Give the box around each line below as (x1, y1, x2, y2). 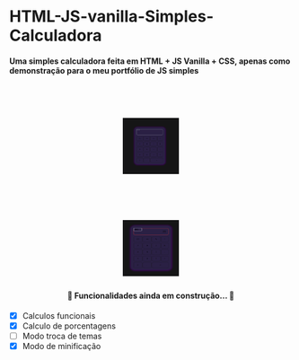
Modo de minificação (22, 340, 101, 351)
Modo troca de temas (22, 330, 102, 341)
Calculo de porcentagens (22, 320, 117, 331)
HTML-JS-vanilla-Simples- (9, 6, 214, 27)
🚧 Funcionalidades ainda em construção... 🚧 (66, 290, 235, 302)
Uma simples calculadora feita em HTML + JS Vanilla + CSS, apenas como (9, 56, 291, 66)
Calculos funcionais (22, 310, 96, 320)
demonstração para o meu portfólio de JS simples (9, 65, 199, 75)
